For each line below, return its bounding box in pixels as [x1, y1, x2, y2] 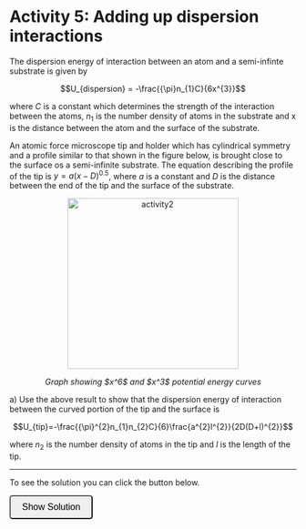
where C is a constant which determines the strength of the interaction [9, 100, 275, 111]
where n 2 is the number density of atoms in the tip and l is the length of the [9, 439, 291, 453]
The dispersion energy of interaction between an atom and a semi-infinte [9, 56, 284, 66]
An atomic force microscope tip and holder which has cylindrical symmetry [9, 139, 291, 151]
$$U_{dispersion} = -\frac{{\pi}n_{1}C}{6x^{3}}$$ [60, 83, 246, 94]
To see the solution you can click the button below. [9, 477, 200, 488]
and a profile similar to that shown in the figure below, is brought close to [9, 149, 283, 160]
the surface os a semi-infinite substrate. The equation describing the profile [9, 159, 294, 170]
